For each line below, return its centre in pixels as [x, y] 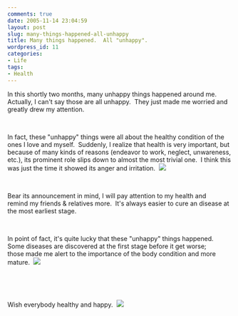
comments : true [30, 14]
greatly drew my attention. [46, 109]
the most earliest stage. [42, 210]
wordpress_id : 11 [33, 47]
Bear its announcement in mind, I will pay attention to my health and [107, 195]
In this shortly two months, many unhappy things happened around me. [112, 94]
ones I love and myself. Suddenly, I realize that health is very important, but [119, 144]
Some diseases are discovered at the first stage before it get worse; [107, 246]
